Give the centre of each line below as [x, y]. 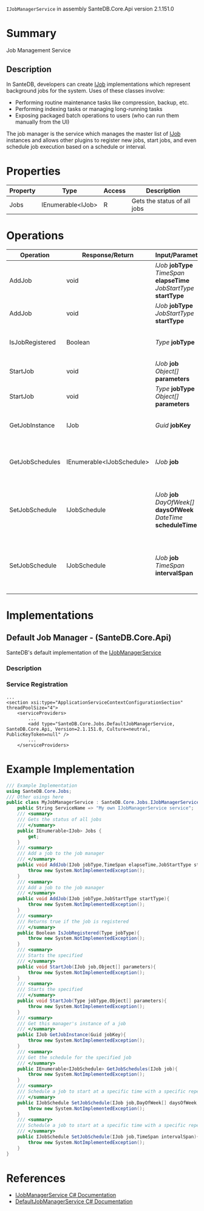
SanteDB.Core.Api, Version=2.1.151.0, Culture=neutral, [78, 729]
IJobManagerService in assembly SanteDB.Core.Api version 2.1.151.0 [90, 9]
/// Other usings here [35, 797]
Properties [33, 171]
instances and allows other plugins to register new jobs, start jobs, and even [101, 140]
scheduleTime [176, 525]
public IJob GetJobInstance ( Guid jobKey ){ [72, 1035]
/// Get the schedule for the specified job [74, 1057]
